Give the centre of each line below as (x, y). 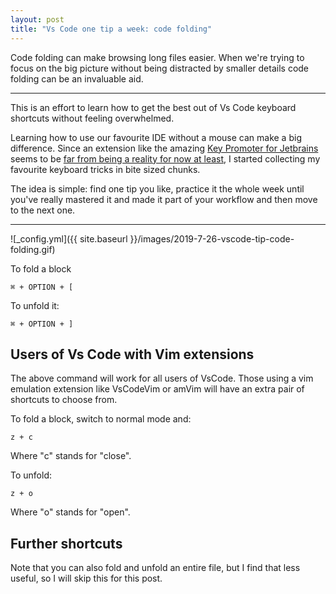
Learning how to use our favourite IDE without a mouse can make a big (156, 137)
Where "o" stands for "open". (70, 512)
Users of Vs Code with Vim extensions (132, 354)
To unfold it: (35, 305)
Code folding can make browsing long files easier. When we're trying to (157, 57)
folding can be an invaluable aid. (77, 78)
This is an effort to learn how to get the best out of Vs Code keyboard (153, 107)
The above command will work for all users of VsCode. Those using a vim (162, 378)
